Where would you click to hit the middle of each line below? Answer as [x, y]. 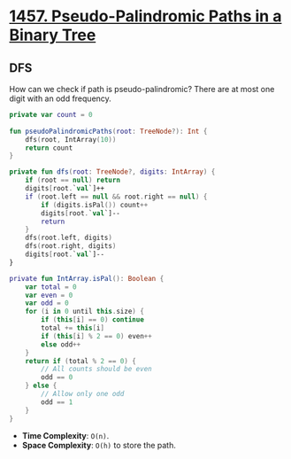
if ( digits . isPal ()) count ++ [95, 205]
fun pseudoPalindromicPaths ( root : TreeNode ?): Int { [108, 131]
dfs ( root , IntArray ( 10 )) [71, 139]
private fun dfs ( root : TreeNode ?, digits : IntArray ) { [112, 172]
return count [49, 148]
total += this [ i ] [73, 328]
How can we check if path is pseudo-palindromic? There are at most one [142, 89]
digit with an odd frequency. [61, 98]
